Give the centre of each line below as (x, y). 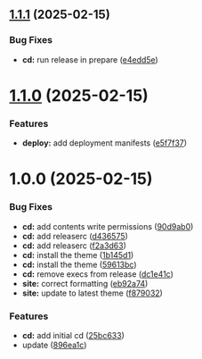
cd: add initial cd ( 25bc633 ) (73, 335)
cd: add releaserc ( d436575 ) (75, 236)
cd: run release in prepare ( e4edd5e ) (90, 59)
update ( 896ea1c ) (54, 345)
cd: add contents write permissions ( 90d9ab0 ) (108, 226)
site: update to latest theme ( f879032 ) (92, 293)
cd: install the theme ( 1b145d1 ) (78, 255)
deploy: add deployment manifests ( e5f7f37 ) (105, 143)
